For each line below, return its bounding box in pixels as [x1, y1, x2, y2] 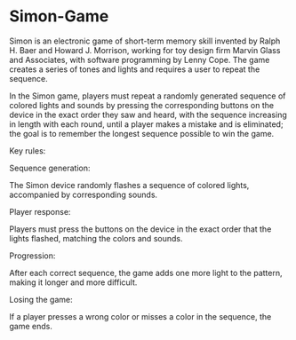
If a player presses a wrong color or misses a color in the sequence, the [9, 311, 272, 321]
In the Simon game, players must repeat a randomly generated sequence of [9, 91, 286, 101]
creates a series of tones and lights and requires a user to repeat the [9, 64, 260, 75]
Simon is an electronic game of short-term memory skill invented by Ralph [9, 36, 281, 46]
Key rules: [9, 145, 46, 156]
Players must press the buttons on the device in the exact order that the [9, 224, 272, 234]
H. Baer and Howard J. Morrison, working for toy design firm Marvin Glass [9, 44, 281, 55]
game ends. [9, 320, 53, 331]
